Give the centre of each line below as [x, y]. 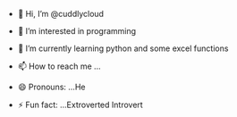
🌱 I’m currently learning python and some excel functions [123, 48]
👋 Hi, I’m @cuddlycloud [61, 14]
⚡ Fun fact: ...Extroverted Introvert [80, 104]
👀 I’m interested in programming [77, 31]
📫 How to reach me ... [59, 66]
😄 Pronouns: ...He [51, 87]
